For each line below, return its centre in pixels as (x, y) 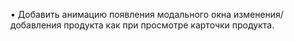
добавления (36, 25)
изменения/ (258, 14)
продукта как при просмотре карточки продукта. (169, 25)
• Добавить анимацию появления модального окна (121, 14)
